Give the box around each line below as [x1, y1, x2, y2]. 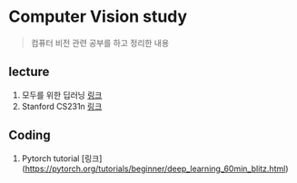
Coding [8, 128, 51, 143]
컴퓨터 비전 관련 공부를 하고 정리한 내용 [30, 37, 170, 48]
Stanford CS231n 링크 [21, 101, 103, 111]
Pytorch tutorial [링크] [21, 152, 103, 164]
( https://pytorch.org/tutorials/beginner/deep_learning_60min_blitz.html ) [21, 163, 289, 174]
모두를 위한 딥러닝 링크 [21, 89, 103, 101]
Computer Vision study [8, 6, 188, 27]
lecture [8, 64, 50, 80]
